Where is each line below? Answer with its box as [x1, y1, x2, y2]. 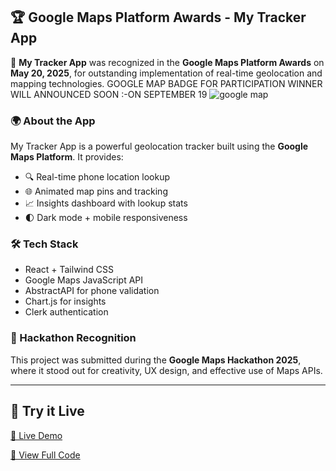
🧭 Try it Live [10, 403, 85, 420]
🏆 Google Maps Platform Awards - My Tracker [10, 9, 307, 26]
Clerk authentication [24, 306, 109, 318]
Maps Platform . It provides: [10, 151, 124, 163]
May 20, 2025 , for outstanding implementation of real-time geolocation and [10, 67, 323, 79]
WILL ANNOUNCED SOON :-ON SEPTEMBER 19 [10, 88, 208, 100]
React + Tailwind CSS [24, 264, 114, 276]
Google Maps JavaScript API [24, 274, 144, 286]
